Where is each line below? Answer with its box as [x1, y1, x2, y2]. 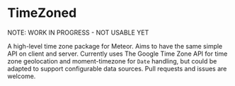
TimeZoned [7, 5, 77, 21]
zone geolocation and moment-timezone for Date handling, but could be [7, 56, 217, 65]
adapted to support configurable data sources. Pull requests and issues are [7, 64, 227, 73]
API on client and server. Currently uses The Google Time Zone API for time [7, 49, 228, 58]
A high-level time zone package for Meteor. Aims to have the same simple [7, 42, 223, 50]
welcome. [7, 72, 36, 80]
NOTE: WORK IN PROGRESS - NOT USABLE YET [7, 28, 149, 37]
